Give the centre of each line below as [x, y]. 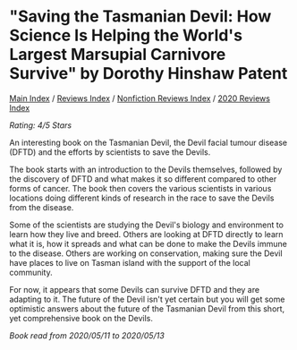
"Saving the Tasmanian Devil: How [140, 17]
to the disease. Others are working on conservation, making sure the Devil [146, 253]
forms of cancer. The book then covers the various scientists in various [140, 188]
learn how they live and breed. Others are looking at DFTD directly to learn [146, 234]
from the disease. [42, 207]
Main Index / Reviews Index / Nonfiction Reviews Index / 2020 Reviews [140, 98]
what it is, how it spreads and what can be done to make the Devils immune [148, 243]
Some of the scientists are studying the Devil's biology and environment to [147, 225]
